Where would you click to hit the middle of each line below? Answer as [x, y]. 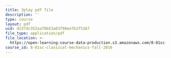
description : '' [22, 15]
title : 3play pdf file [29, 10]
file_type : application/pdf [35, 33]
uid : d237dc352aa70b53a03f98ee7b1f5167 [48, 29]
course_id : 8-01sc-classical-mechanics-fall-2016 [59, 47]
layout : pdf [18, 24]
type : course [19, 19]
